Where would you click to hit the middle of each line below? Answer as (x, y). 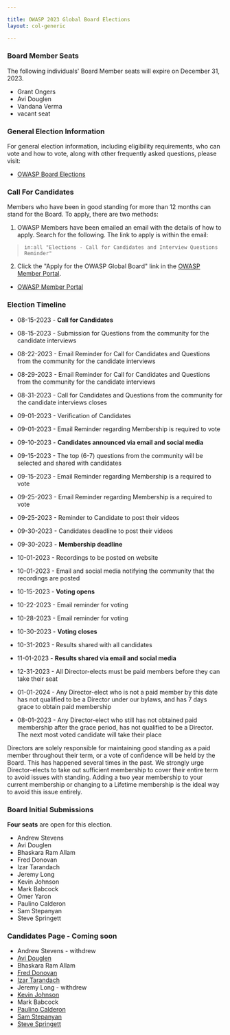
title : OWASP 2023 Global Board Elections (69, 19)
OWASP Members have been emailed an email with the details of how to (119, 228)
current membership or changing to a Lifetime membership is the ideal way (113, 784)
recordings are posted (48, 578)
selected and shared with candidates (69, 463)
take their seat (37, 679)
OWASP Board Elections (51, 174)
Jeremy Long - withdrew (52, 988)
